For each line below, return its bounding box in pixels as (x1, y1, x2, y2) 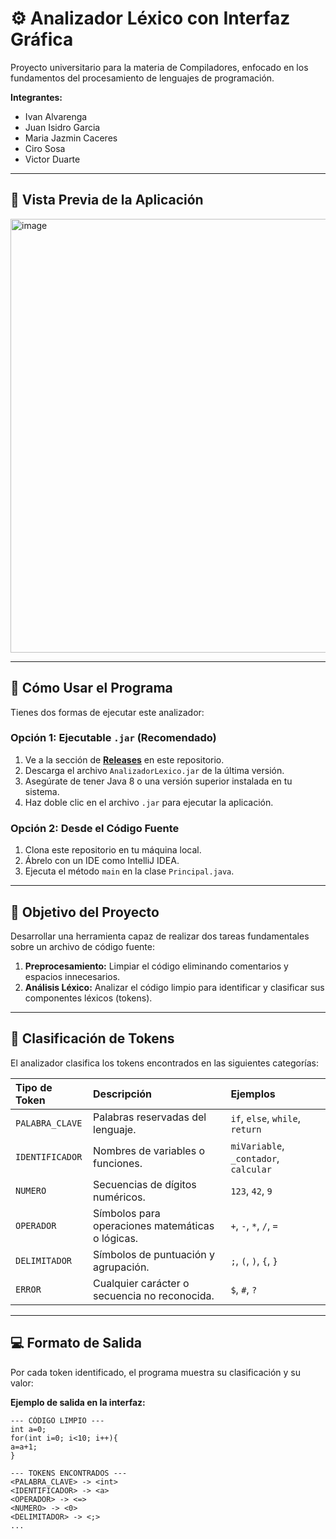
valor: (10, 1377, 34, 1389)
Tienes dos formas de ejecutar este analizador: (10, 706, 205, 718)
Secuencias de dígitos (93, 1177, 197, 1191)
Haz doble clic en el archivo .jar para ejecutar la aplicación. (24, 796, 274, 808)
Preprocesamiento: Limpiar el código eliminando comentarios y (24, 960, 289, 972)
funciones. (93, 1156, 143, 1170)
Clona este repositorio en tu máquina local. (24, 844, 202, 856)
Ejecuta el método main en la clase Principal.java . (24, 865, 235, 877)
